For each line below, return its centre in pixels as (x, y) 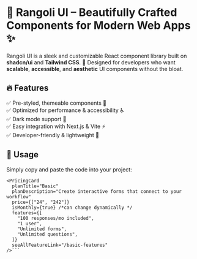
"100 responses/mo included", (56, 218)
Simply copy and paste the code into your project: (69, 169)
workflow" (19, 197)
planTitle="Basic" (35, 186)
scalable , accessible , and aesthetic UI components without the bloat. (95, 69)
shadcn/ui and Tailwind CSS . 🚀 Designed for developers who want (91, 62)
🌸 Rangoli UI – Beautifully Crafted (92, 13)
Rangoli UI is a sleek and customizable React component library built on (97, 56)
